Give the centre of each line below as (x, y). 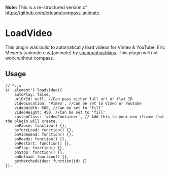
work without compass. (30, 58)
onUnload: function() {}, (42, 157)
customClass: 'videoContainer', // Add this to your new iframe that (90, 117)
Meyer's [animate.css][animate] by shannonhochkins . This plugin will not (82, 52)
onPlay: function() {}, (40, 148)
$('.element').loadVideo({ (34, 90)
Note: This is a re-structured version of (46, 7)
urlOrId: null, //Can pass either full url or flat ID (74, 99)
